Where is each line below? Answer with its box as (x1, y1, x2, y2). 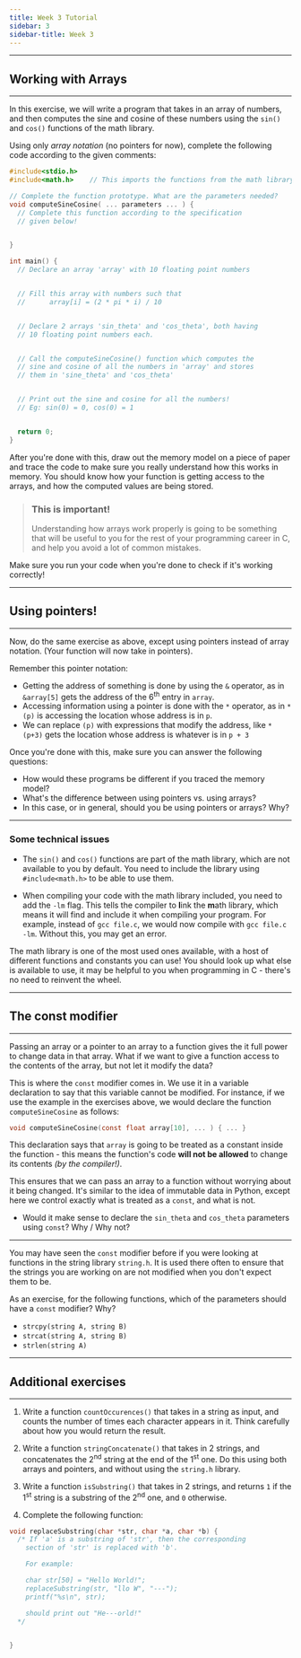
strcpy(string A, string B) (21, 1322, 127, 1331)
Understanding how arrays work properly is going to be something (30, 522, 278, 534)
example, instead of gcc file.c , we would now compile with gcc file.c (21, 918, 287, 929)
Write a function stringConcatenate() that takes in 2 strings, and (21, 1443, 260, 1454)
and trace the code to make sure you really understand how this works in (9, 461, 279, 472)
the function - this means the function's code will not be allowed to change (9, 1149, 288, 1160)
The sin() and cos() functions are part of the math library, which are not (21, 854, 290, 864)
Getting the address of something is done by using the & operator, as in (21, 680, 285, 691)
